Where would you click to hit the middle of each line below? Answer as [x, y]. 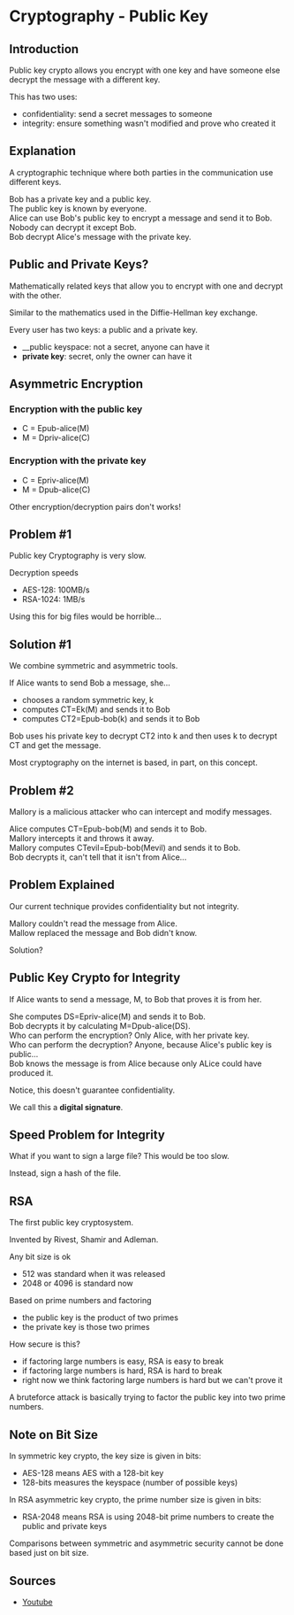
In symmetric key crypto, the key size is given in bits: [105, 1456]
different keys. [35, 182]
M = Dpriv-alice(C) [56, 438]
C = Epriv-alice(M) [56, 480]
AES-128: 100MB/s [56, 590]
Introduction [44, 49]
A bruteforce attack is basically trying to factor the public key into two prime [147, 1397]
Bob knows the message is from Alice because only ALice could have [136, 1063]
